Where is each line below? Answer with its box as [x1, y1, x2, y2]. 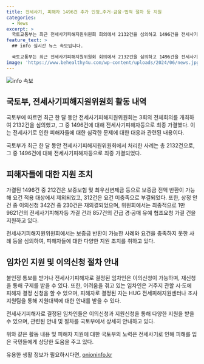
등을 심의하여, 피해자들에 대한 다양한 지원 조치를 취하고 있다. [12, 237, 155, 245]
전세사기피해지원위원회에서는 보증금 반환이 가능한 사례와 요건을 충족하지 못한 [6, 229, 188, 237]
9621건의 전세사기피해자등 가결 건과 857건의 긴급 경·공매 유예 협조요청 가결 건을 [6, 209, 196, 217]
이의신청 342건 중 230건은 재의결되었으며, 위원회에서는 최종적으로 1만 [19, 201, 185, 209]
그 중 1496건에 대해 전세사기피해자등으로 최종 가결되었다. [6, 150, 141, 157]
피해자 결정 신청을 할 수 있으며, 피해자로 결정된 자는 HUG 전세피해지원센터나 [6, 290, 186, 297]
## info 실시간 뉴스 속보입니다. [12, 43, 84, 49]
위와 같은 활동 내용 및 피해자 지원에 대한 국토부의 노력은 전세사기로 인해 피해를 [6, 331, 191, 338]
